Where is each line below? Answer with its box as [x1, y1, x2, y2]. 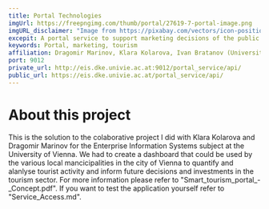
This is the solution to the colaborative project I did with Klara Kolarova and [8, 132, 255, 142]
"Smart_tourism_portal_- [180, 175, 261, 184]
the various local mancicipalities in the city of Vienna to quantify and [8, 158, 234, 167]
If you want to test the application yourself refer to [58, 183, 225, 193]
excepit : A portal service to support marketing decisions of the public [8, 34, 260, 42]
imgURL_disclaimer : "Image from [8, 26, 116, 34]
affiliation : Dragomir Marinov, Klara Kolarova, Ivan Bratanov [8, 49, 224, 57]
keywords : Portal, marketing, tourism [8, 42, 138, 50]
